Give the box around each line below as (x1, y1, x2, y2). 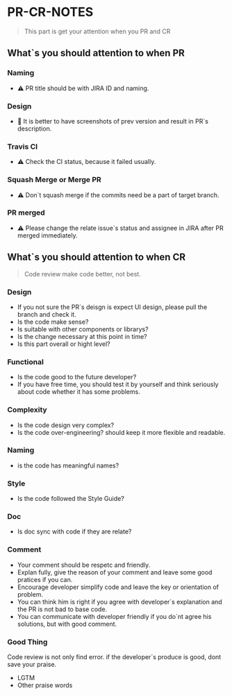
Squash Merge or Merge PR (7, 175, 102, 185)
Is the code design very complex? (17, 421, 115, 429)
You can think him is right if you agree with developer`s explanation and (17, 597, 222, 606)
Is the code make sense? (17, 317, 89, 326)
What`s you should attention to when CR (7, 251, 186, 263)
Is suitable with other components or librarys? (17, 324, 149, 333)
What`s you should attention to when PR (7, 47, 185, 59)
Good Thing (7, 637, 48, 647)
